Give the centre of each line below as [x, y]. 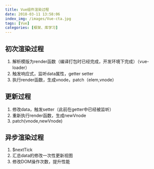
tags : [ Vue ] [17, 23]
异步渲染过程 [25, 137]
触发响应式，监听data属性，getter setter [53, 73]
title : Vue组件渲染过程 [27, 10]
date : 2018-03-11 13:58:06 [33, 14]
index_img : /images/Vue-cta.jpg [38, 19]
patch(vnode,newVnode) [37, 121]
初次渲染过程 [25, 49]
